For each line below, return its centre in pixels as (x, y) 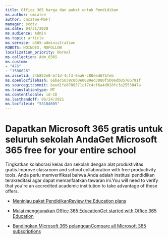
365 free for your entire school (71, 150)
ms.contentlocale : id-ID (31, 94)
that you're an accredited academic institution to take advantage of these (81, 186)
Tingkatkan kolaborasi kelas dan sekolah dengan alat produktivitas (74, 164)
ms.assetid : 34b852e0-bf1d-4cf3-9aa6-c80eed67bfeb (60, 76)
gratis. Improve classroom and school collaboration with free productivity (81, 170)
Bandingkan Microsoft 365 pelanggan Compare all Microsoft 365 (79, 226)
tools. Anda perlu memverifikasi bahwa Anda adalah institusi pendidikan (80, 175)
